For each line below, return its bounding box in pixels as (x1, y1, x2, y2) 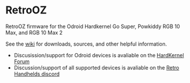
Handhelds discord (13, 70, 59, 77)
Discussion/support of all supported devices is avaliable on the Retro (13, 64, 180, 71)
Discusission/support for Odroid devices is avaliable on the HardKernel (13, 51, 184, 58)
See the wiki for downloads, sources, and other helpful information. (5, 40, 167, 47)
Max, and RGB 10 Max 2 (5, 29, 63, 36)
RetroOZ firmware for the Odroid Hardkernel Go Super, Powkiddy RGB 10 (5, 23, 180, 30)
